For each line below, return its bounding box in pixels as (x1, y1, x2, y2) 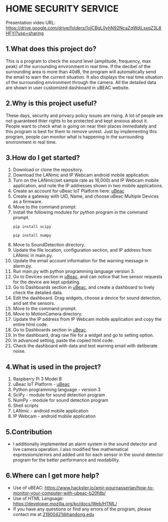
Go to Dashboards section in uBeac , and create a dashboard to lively (12, 284, 154, 290)
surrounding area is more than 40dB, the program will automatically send (5, 69, 156, 75)
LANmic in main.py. (12, 252, 53, 258)
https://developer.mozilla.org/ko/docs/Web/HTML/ (12, 500, 117, 506)
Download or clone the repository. (12, 167, 83, 173)
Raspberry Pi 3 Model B (12, 376, 62, 382)
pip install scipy (12, 224, 51, 229)
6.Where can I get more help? (5, 471, 99, 480)
